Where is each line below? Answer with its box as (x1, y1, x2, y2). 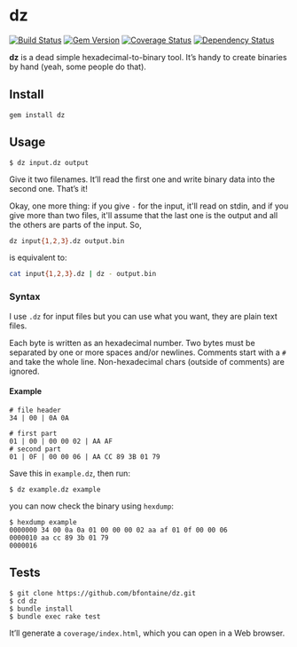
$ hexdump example (9, 517, 77, 526)
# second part (9, 445, 62, 454)
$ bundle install (9, 604, 74, 613)
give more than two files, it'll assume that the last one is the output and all (9, 209, 278, 220)
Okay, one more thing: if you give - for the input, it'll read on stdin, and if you (9, 201, 289, 211)
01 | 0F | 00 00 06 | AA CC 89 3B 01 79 (9, 452, 161, 462)
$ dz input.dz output (9, 158, 90, 167)
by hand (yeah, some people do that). (9, 61, 146, 72)
